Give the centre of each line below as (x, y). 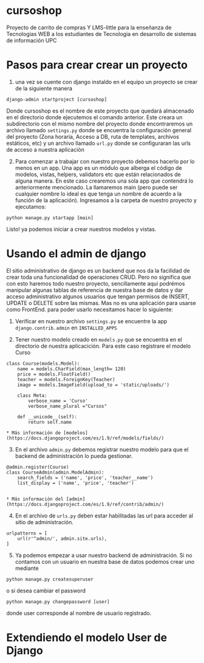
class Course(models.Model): (43, 363)
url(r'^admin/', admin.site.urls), (62, 538)
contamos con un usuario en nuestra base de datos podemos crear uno (105, 561)
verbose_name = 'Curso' (58, 401)
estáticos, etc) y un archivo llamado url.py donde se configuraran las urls (99, 143)
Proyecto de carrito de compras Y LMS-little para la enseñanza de (89, 27)
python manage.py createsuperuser (50, 579)
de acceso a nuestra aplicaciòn (46, 149)
